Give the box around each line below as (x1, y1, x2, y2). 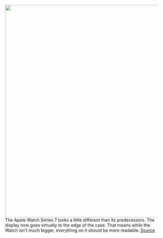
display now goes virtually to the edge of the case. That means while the (5, 222, 150, 228)
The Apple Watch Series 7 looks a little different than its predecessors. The (5, 217, 155, 223)
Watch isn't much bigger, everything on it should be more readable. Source (5, 227, 155, 233)
